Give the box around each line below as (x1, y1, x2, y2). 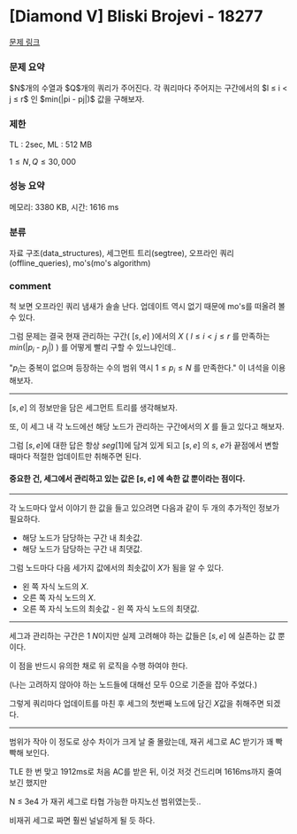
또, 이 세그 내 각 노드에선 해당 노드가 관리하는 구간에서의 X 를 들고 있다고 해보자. (9, 421, 285, 432)
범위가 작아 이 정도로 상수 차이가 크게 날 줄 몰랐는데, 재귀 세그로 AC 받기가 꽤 (9, 737, 274, 747)
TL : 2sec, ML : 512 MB (9, 139, 93, 150)
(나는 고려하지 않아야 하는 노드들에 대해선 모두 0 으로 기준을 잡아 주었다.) (9, 680, 258, 690)
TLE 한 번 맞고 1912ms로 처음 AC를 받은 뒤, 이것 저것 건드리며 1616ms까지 (9, 767, 266, 777)
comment (9, 280, 51, 292)
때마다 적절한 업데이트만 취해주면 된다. (9, 451, 141, 462)
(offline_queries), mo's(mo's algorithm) (9, 258, 151, 269)
